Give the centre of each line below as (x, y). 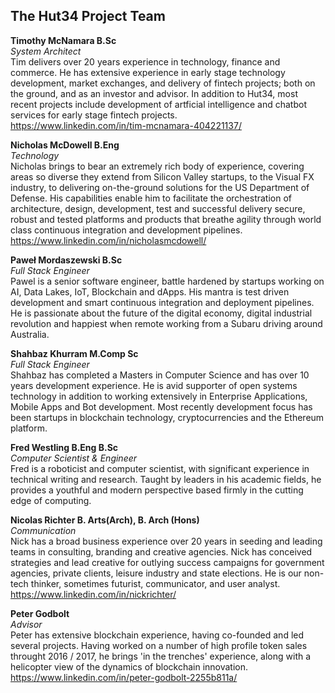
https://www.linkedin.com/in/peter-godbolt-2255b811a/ (124, 677)
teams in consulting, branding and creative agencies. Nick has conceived (161, 551)
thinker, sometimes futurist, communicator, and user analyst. (155, 583)
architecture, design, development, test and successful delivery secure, (158, 208)
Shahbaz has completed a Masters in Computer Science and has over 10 (160, 375)
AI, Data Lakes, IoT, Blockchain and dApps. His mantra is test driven (150, 291)
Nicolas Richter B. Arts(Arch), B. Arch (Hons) (105, 520)
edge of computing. (51, 500)
